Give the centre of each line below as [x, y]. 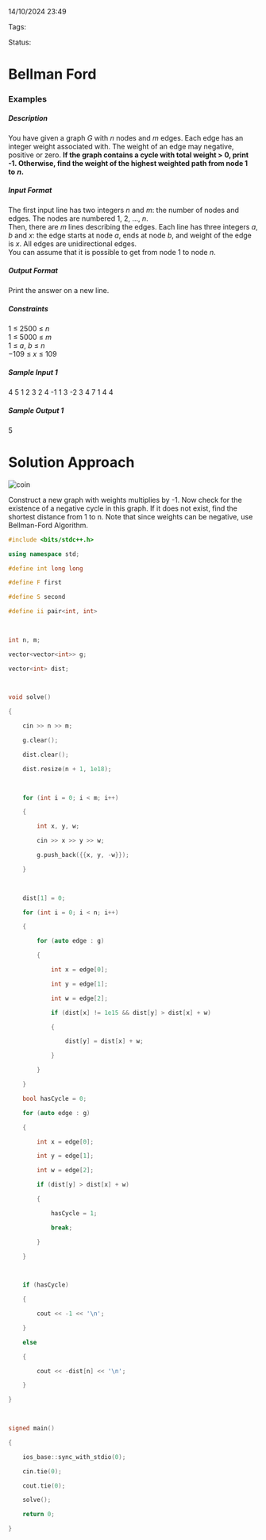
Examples [28, 99]
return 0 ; [39, 1515]
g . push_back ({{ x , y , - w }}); [83, 855]
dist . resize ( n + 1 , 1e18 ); [67, 769]
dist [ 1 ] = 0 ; [44, 898]
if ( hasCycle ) [46, 1285]
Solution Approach [71, 463]
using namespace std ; [44, 554]
